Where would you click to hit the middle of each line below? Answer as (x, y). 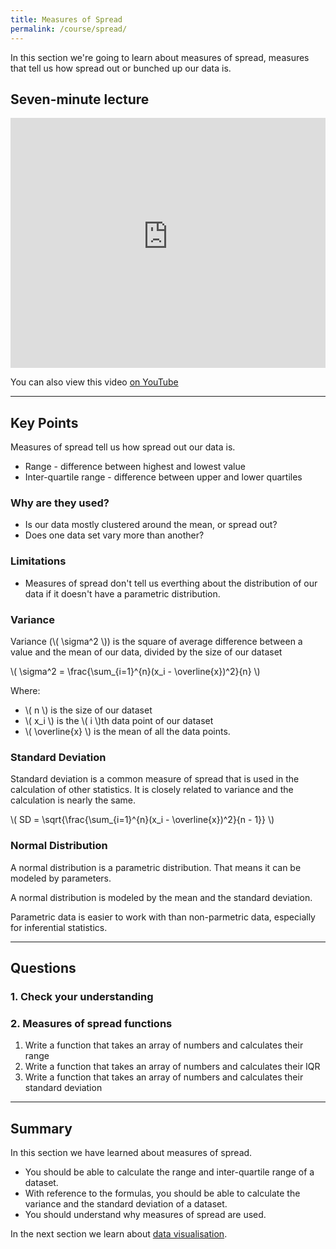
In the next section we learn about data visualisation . (119, 1234)
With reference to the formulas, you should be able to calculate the (162, 1193)
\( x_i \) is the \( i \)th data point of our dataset (119, 721)
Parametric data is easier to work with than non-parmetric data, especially (163, 917)
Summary (41, 1128)
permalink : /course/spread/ (69, 29)
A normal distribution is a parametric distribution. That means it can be (156, 867)
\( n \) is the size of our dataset (88, 710)
